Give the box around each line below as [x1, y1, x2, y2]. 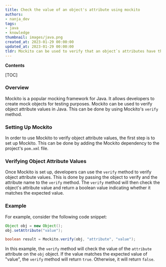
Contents [5, 62, 25, 68]
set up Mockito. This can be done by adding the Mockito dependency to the [5, 140, 160, 146]
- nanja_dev [5, 16, 30, 21]
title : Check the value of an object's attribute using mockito [5, 7, 140, 12]
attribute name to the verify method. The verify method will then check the [5, 179, 160, 186]
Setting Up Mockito [5, 123, 52, 130]
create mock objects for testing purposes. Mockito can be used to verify [5, 101, 153, 107]
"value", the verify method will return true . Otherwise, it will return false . [5, 256, 155, 263]
